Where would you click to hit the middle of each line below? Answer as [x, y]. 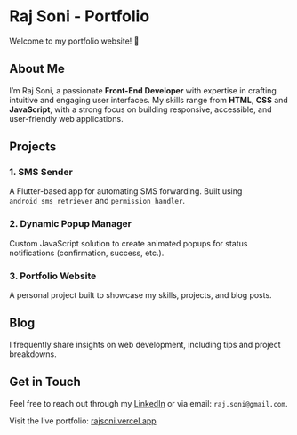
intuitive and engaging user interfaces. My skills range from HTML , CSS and [149, 100]
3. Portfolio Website [53, 276]
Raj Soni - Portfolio [80, 16]
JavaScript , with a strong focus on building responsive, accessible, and [141, 109]
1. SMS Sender [41, 173]
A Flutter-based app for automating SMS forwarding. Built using [126, 191]
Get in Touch [45, 382]
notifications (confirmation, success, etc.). [87, 253]
